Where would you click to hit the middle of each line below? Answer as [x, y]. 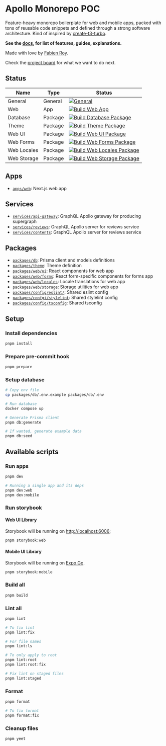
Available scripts [32, 451]
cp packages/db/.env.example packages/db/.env [55, 395]
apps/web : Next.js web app [39, 188]
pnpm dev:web [19, 490]
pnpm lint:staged [23, 678]
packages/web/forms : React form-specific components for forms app [83, 276]
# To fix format [22, 711]
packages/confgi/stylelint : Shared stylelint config [65, 298]
